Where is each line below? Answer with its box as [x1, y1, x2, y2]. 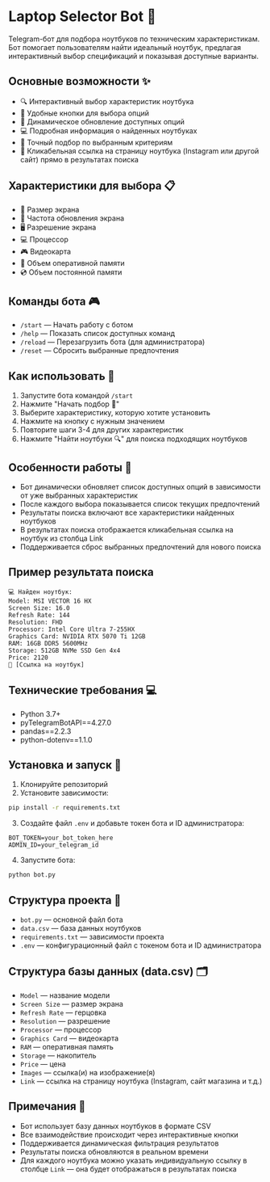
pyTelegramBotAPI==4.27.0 [19, 717, 111, 727]
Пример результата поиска [8, 566, 155, 579]
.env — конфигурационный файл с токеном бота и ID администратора [19, 940, 262, 950]
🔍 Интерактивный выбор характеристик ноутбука [19, 96, 194, 106]
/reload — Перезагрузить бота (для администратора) [19, 337, 206, 347]
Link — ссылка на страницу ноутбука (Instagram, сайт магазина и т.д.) [19, 1076, 263, 1086]
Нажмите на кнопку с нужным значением [19, 416, 165, 427]
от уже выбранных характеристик [19, 490, 139, 500]
